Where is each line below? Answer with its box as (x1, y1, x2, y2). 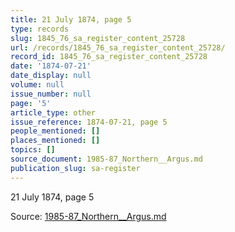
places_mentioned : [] (10, 136, 101, 146)
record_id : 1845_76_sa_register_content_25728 (10, 52, 208, 62)
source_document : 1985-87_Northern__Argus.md (10, 154, 203, 164)
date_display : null (10, 71, 92, 81)
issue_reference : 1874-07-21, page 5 (10, 117, 168, 127)
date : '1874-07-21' (10, 61, 92, 71)
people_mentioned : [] (10, 126, 101, 136)
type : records (10, 24, 70, 34)
